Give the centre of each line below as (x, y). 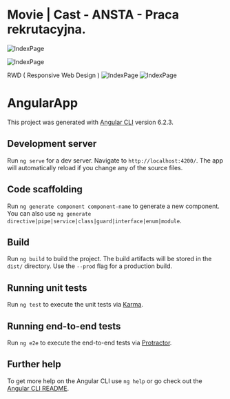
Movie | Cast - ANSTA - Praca (93, 15)
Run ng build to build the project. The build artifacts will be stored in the (109, 259)
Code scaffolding (45, 190)
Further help (34, 364)
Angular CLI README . (38, 388)
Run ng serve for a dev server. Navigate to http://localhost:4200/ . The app (115, 160)
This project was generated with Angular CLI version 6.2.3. (91, 122)
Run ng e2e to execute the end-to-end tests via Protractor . (90, 342)
